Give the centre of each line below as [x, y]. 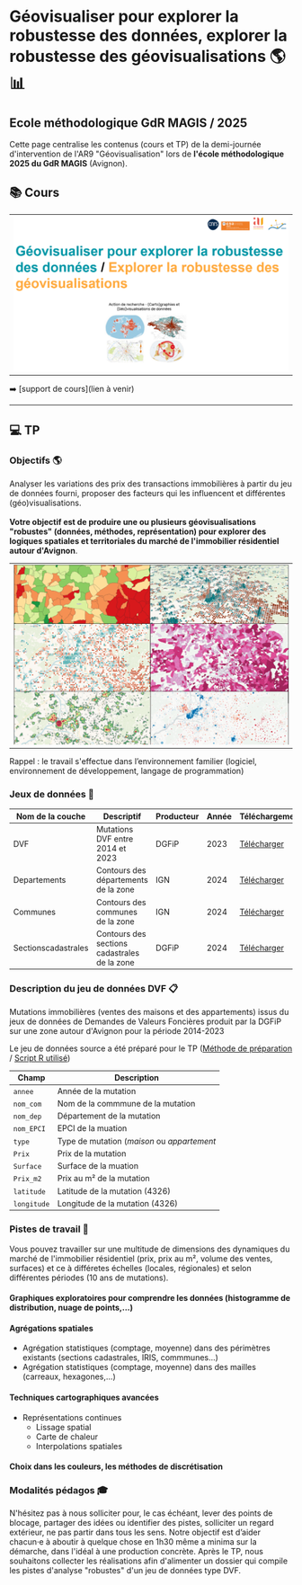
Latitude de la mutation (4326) [114, 1191]
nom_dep [27, 1117]
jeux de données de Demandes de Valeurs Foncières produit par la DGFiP [145, 1021]
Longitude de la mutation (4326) [117, 1203]
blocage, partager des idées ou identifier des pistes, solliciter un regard [142, 1523]
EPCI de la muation [92, 1128]
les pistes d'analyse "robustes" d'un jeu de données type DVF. [125, 1571]
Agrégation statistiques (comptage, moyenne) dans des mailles [139, 1367]
